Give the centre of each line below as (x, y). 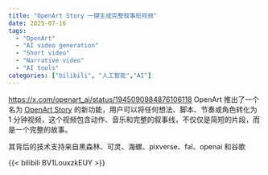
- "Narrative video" (50, 61)
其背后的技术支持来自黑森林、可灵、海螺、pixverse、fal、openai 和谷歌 (127, 146)
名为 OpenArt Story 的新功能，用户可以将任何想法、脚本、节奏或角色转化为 (133, 109)
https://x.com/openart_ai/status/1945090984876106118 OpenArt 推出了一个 (134, 99)
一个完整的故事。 (43, 129)
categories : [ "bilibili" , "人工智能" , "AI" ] (80, 75)
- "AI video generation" (57, 46)
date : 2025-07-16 (37, 23)
